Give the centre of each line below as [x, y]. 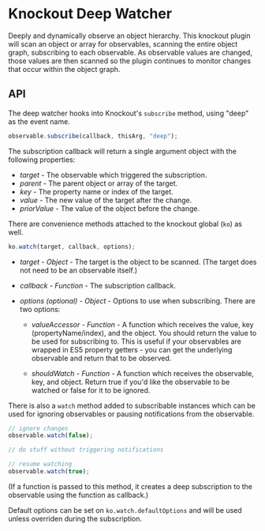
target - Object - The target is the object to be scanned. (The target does [138, 262]
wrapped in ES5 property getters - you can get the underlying [132, 349]
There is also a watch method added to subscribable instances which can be [132, 405]
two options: [40, 309]
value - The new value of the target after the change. [106, 200]
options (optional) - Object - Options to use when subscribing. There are [138, 300]
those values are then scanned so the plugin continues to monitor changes [129, 61]
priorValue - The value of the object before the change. [110, 208]
